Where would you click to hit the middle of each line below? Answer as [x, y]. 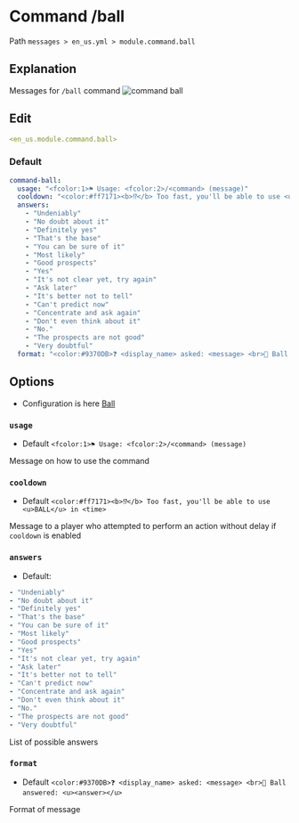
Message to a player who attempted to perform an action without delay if [143, 526]
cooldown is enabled [45, 535]
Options [32, 382]
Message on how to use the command [79, 461]
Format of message [45, 809]
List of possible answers [54, 742]
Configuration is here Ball [69, 403]
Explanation [43, 69]
